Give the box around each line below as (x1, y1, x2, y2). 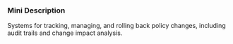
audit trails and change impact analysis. (7, 29, 123, 37)
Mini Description (7, 6, 66, 15)
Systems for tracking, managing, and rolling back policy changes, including (7, 22, 226, 30)
